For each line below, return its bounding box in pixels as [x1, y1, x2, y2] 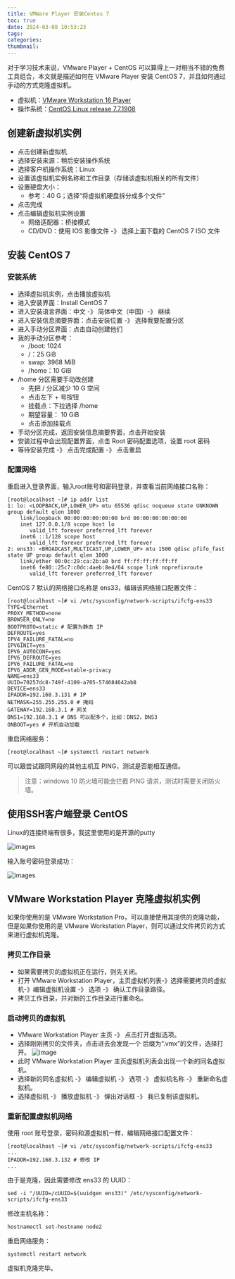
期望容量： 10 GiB [27, 410, 80, 419]
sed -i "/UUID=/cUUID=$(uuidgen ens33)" [7, 1190, 128, 1197]
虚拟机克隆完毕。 [7, 1264, 57, 1273]
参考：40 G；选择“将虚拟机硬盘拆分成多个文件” [27, 191, 165, 199]
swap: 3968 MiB [27, 357, 76, 366]
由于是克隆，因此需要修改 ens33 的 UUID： [7, 1176, 132, 1185]
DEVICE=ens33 [7, 685, 46, 692]
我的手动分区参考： [17, 333, 74, 342]
